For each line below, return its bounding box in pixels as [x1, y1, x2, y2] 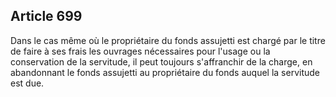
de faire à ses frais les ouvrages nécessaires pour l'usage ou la [10, 45, 271, 57]
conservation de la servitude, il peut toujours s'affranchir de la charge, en [10, 55, 313, 68]
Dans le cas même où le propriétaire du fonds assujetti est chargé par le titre [10, 34, 326, 46]
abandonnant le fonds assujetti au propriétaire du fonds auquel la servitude [10, 66, 320, 78]
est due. [10, 77, 45, 89]
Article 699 [10, 8, 83, 25]
